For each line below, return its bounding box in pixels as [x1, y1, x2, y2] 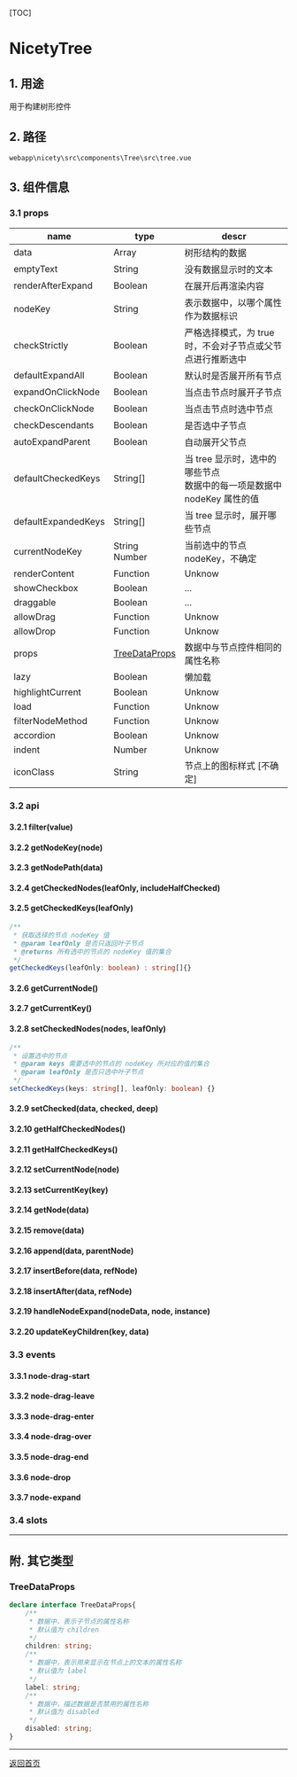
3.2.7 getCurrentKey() [9, 1003, 93, 1014]
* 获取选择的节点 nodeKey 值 [12, 931, 110, 939]
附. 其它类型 [9, 1553, 74, 1568]
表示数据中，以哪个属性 [184, 296, 283, 308]
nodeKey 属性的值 [184, 492, 259, 504]
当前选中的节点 [184, 539, 247, 551]
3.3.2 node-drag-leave [9, 1391, 95, 1401]
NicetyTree [9, 39, 93, 58]
